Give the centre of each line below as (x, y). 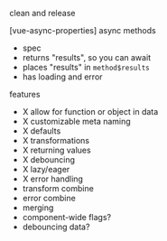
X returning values (57, 150)
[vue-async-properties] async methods (83, 30)
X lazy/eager (46, 169)
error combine (49, 198)
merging (38, 208)
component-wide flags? (66, 217)
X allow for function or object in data (90, 111)
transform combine (58, 188)
